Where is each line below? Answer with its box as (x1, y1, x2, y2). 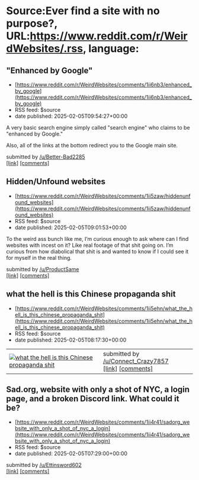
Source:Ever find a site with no (6, 4, 160, 18)
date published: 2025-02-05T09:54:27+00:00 (14, 112, 128, 120)
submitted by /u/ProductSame (6, 265, 79, 273)
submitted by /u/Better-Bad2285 (6, 153, 85, 160)
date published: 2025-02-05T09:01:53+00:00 (14, 224, 127, 231)
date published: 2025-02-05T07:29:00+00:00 (14, 450, 128, 457)
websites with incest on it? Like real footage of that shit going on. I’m (6, 241, 174, 249)
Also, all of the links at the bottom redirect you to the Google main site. (6, 142, 178, 149)
